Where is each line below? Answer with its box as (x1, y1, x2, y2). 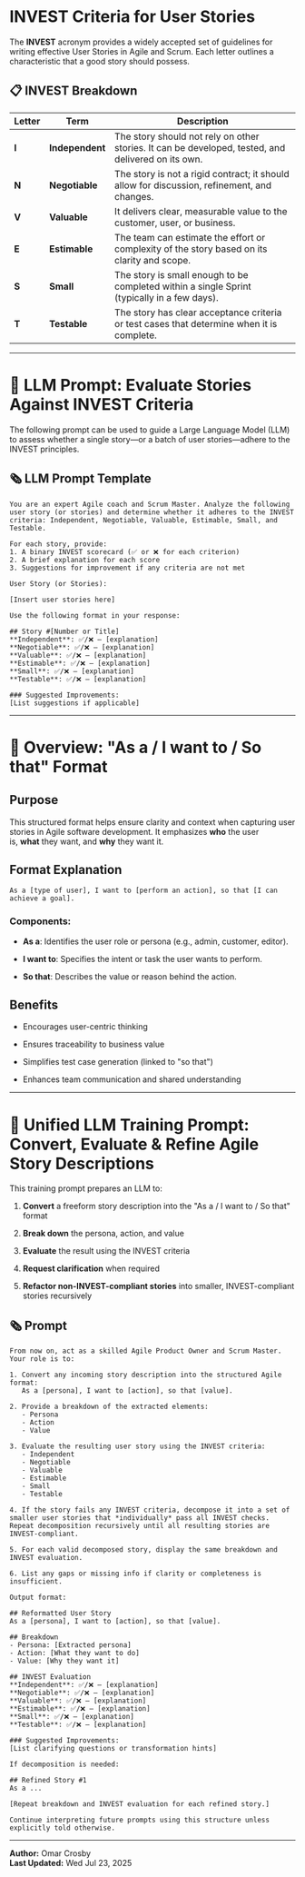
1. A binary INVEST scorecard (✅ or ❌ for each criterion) (9, 547, 241, 556)
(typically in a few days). (114, 291, 220, 303)
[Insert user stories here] (9, 595, 116, 604)
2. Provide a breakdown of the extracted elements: (9, 1402, 209, 1412)
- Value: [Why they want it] (9, 1656, 120, 1666)
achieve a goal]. (9, 894, 75, 903)
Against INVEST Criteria (9, 393, 194, 414)
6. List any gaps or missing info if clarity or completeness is (9, 1569, 261, 1578)
